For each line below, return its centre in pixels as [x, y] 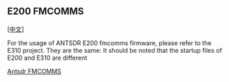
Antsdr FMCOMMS [34, 71]
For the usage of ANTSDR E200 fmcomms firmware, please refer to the [110, 43]
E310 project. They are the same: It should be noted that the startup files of [115, 50]
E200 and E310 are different [47, 58]
